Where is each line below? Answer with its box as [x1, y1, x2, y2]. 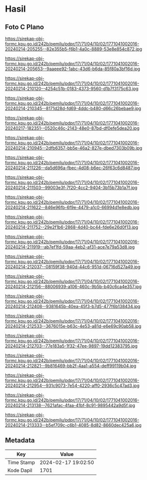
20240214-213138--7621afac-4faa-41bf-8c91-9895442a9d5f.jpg [5, 403, 135, 408]
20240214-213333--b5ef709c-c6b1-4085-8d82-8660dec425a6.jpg [5, 422, 142, 428]
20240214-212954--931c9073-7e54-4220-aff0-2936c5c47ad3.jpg [5, 383, 140, 388]
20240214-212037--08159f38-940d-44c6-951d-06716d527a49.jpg [5, 264, 141, 269]
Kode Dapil [7, 467, 33, 474]
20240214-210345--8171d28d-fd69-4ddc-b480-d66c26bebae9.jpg [5, 106, 142, 111]
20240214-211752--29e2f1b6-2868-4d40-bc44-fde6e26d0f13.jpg [5, 224, 138, 230]
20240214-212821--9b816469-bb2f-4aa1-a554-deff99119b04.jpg [5, 363, 137, 368]
